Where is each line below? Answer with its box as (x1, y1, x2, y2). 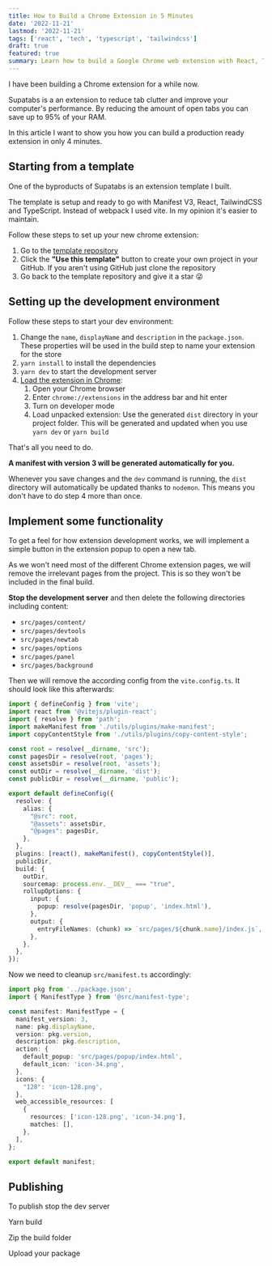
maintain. (8, 214, 39, 223)
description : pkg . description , (15, 1038, 121, 1046)
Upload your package (8, 1248, 81, 1259)
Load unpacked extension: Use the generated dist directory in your (32, 410, 258, 419)
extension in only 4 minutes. (8, 136, 103, 146)
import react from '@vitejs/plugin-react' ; (8, 707, 158, 716)
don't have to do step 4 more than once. (8, 491, 143, 500)
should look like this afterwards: (8, 685, 115, 695)
